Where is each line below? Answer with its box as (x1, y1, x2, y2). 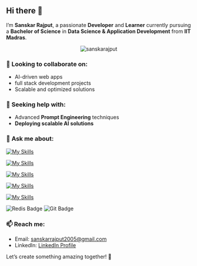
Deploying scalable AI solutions (14, 120, 94, 127)
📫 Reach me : (6, 220, 45, 228)
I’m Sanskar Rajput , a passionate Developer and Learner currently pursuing (6, 21, 191, 28)
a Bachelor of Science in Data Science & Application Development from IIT (6, 28, 191, 35)
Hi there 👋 (6, 6, 43, 16)
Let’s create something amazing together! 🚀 (6, 253, 112, 260)
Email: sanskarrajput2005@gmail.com (14, 235, 107, 243)
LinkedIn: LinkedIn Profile (14, 242, 76, 248)
